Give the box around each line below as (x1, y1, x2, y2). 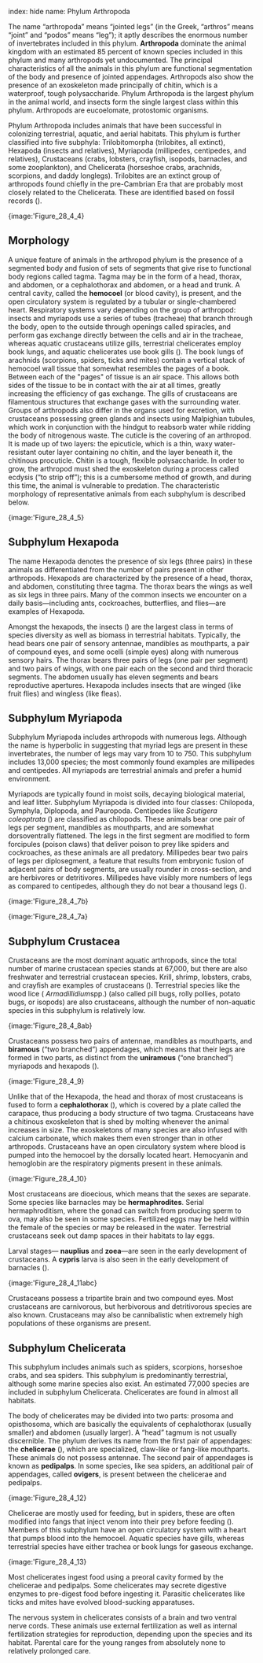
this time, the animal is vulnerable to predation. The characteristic (8, 480, 220, 490)
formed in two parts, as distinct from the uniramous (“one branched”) (8, 1053, 234, 1062)
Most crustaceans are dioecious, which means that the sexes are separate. (8, 1189, 251, 1199)
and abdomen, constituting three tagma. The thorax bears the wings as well (8, 582, 253, 591)
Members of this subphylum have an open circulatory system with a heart (8, 1525, 247, 1535)
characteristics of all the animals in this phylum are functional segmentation (8, 64, 253, 73)
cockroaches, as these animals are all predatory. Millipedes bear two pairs (8, 848, 249, 857)
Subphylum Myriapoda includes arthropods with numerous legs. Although (8, 732, 247, 742)
